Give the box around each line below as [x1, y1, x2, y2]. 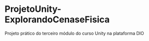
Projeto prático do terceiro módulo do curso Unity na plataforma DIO [4, 30, 145, 36]
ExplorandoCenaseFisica [4, 14, 110, 25]
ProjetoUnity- [4, 3, 61, 15]
